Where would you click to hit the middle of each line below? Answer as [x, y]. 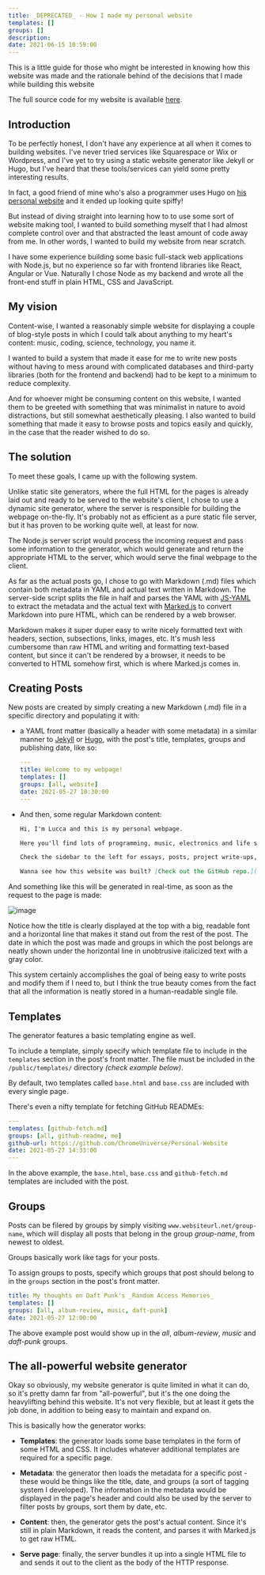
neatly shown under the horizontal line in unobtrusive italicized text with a [128, 951]
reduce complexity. [40, 383]
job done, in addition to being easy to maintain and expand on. [110, 1410]
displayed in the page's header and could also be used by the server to [135, 1498]
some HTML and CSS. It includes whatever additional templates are [129, 1449]
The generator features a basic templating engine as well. [102, 1035]
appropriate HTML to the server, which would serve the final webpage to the [132, 557]
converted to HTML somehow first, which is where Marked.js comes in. [125, 663]
